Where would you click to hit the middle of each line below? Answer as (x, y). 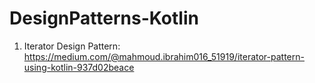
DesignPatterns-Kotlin (104, 18)
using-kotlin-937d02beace (79, 67)
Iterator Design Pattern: (72, 46)
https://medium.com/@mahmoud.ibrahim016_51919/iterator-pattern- (164, 56)
